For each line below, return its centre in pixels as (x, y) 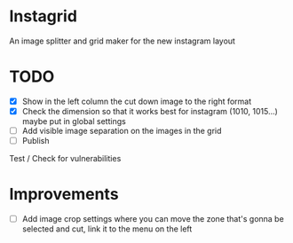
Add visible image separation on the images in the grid (122, 131)
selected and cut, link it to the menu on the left (107, 229)
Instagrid (44, 16)
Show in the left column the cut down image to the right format (137, 101)
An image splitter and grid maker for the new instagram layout (122, 41)
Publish (36, 141)
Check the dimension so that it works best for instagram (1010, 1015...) (150, 111)
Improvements (64, 195)
